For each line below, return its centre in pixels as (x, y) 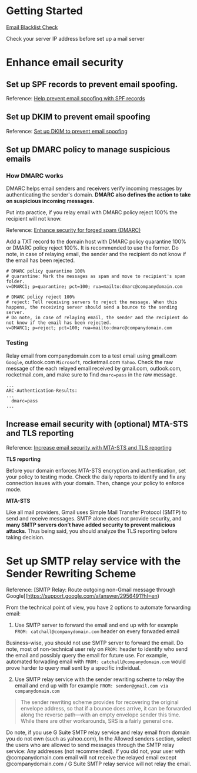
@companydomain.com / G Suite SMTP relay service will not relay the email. (99, 764)
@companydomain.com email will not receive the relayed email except (91, 758)
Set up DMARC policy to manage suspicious (88, 150)
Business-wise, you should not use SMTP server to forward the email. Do (95, 643)
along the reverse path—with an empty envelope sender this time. (100, 715)
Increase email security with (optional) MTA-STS (97, 424)
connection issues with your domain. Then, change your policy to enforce (95, 483)
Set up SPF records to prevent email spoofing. (92, 84)
